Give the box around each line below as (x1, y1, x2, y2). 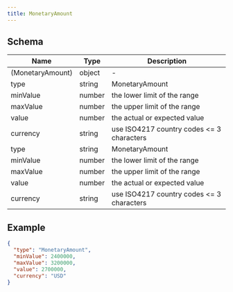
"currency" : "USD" (13, 272, 67, 280)
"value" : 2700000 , (13, 266, 67, 273)
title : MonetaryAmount (7, 10, 73, 17)
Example (7, 221, 46, 233)
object (79, 68, 101, 78)
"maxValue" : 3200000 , (13, 259, 76, 266)
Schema (7, 36, 44, 48)
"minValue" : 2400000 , (13, 253, 76, 260)
